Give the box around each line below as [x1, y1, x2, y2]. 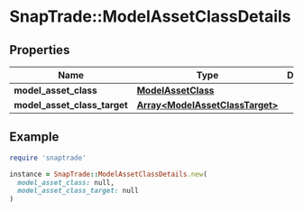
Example [9, 129, 60, 145]
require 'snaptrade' [9, 153, 87, 162]
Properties [9, 42, 70, 58]
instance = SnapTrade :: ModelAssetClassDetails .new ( [9, 170, 207, 179]
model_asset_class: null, [17, 178, 115, 187]
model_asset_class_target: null [17, 187, 140, 196]
